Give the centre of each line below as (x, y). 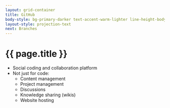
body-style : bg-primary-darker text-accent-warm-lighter (67, 19)
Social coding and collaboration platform (55, 68)
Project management (42, 84)
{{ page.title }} (36, 54)
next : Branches (21, 29)
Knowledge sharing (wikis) (48, 95)
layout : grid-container (30, 10)
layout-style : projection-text (38, 24)
